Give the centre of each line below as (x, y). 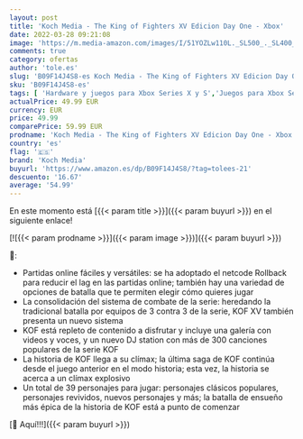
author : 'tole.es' (44, 69)
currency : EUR (36, 110)
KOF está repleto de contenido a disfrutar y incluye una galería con (147, 331)
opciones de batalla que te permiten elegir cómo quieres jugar (138, 292)
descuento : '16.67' (46, 177)
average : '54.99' (42, 186)
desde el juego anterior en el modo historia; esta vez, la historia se (146, 369)
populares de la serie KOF (70, 350)
